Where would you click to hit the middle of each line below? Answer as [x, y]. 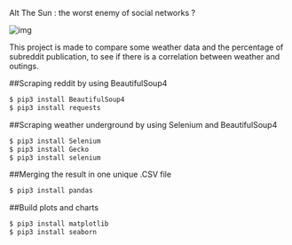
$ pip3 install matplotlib [59, 224]
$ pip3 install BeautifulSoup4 [67, 99]
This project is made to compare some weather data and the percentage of [146, 47]
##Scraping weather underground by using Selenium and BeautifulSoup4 [143, 124]
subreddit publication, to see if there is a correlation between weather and [145, 56]
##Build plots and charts [54, 208]
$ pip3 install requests [55, 107]
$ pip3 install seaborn [53, 233]
